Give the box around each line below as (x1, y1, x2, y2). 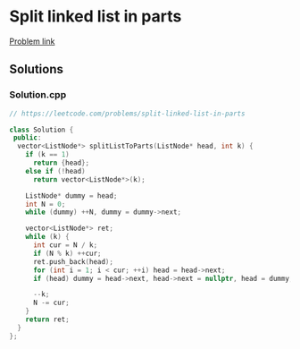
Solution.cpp (9, 89, 67, 101)
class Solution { (9, 125, 74, 134)
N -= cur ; (32, 298, 70, 308)
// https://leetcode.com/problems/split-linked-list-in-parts (9, 109, 246, 118)
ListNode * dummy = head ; (25, 191, 118, 200)
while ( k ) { (25, 233, 70, 242)
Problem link (9, 36, 55, 47)
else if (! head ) (25, 166, 87, 175)
